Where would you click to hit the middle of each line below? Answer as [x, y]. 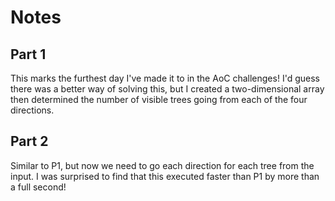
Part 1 [28, 54]
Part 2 [29, 141]
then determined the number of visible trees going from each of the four [159, 99]
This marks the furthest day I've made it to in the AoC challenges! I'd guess [165, 78]
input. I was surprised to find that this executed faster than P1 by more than [165, 176]
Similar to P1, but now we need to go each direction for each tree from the [162, 165]
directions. [32, 110]
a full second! [38, 187]
